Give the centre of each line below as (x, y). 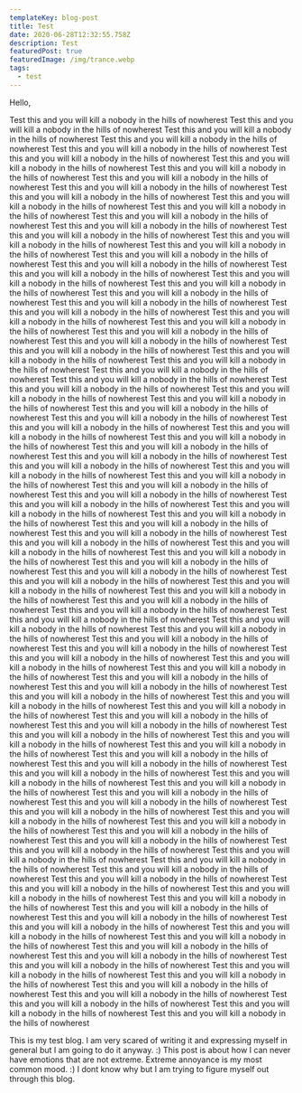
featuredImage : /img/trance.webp (72, 60)
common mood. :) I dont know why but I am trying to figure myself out (139, 1069)
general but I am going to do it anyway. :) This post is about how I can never (150, 1050)
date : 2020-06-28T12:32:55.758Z (70, 34)
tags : (19, 69)
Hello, (20, 102)
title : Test (32, 26)
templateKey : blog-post (54, 18)
